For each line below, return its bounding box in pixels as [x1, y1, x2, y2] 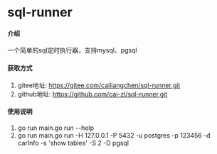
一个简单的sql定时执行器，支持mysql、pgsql [7, 46, 137, 55]
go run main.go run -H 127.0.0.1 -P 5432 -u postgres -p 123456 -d [17, 131, 211, 139]
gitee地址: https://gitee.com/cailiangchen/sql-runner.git [17, 81, 181, 89]
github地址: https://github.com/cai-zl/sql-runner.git [17, 89, 168, 98]
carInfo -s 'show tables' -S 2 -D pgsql [17, 138, 129, 147]
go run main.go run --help [17, 123, 95, 132]
